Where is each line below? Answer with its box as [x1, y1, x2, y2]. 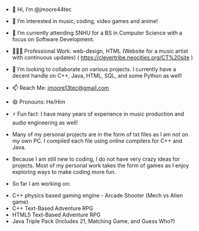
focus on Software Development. [12, 36, 95, 42]
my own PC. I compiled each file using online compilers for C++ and [12, 137, 183, 144]
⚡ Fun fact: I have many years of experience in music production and [12, 110, 184, 118]
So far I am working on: [12, 180, 71, 187]
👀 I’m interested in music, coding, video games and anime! [12, 18, 158, 24]
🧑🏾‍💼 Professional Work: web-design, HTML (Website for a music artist [12, 47, 188, 55]
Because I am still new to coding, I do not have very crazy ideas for [12, 155, 180, 162]
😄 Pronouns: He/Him [12, 98, 66, 105]
